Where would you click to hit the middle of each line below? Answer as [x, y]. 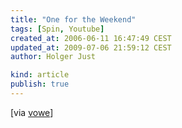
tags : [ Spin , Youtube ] [57, 29]
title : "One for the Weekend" [73, 19]
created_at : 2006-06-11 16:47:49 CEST [91, 38]
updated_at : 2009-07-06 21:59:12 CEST [91, 47]
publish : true [40, 84]
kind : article [40, 75]
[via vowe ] [32, 112]
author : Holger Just [53, 57]
